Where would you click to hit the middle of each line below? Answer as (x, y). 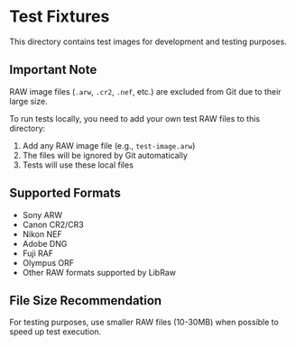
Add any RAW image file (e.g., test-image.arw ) (109, 145)
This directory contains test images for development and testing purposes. (148, 41)
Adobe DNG (45, 243)
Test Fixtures (60, 17)
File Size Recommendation (86, 300)
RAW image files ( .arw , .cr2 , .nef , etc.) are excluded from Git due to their (145, 91)
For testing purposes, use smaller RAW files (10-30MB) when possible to (144, 323)
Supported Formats (65, 193)
